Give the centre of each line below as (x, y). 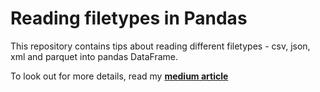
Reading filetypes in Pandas (129, 18)
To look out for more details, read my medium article (119, 76)
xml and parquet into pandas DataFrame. (94, 56)
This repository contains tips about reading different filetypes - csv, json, (160, 46)
